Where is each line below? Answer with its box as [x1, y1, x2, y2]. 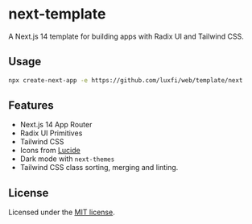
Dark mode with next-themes [19, 154, 115, 164]
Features [8, 98, 54, 113]
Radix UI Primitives [19, 128, 83, 138]
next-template [8, 5, 106, 23]
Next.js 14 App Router [19, 120, 93, 130]
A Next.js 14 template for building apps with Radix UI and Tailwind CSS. [8, 31, 244, 41]
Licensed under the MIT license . [8, 207, 115, 218]
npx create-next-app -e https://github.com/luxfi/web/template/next [8, 76, 243, 85]
